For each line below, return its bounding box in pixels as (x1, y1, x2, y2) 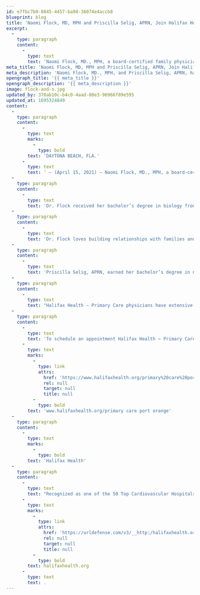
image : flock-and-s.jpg (6, 86, 65, 92)
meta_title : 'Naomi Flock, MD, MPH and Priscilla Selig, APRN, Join (6, 64, 180, 70)
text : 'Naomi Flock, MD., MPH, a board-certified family (27, 58, 171, 64)
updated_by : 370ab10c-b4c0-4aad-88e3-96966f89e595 (6, 92, 135, 98)
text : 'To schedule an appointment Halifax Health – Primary (27, 336, 183, 342)
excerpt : (6, 25, 28, 32)
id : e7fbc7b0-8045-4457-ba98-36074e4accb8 (6, 8, 113, 15)
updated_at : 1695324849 (6, 97, 65, 103)
